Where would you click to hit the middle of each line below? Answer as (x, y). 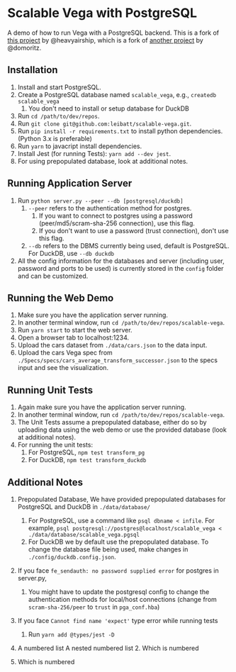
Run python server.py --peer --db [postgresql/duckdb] (100, 201)
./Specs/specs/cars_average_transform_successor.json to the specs (118, 360)
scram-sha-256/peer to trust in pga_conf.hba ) (94, 607)
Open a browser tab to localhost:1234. (73, 337)
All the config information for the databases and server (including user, (121, 261)
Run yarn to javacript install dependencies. (80, 146)
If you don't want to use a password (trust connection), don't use (134, 230)
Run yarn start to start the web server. (75, 330)
